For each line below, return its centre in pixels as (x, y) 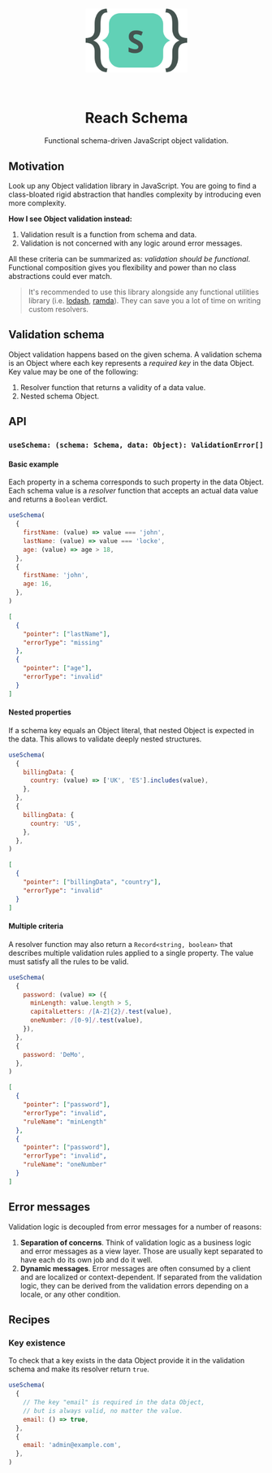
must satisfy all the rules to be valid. (69, 961)
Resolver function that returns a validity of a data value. (113, 387)
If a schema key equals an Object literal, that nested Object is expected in (131, 730)
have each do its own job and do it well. (86, 1259)
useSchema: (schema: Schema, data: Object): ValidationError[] (136, 445)
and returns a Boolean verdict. (58, 499)
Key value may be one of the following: (73, 372)
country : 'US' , (56, 823)
